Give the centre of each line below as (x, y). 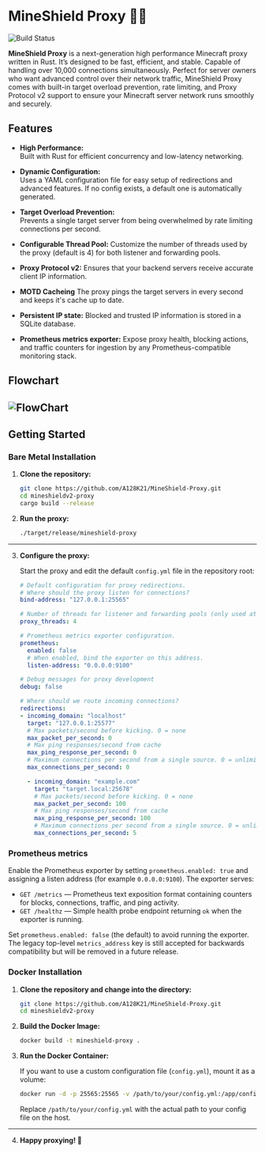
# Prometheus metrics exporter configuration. (97, 636)
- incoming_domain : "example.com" (84, 781)
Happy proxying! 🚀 (51, 1140)
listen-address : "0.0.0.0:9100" (80, 665)
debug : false (41, 687)
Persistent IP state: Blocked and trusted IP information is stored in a (131, 315)
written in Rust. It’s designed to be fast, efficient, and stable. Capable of (124, 62)
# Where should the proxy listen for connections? (105, 592)
